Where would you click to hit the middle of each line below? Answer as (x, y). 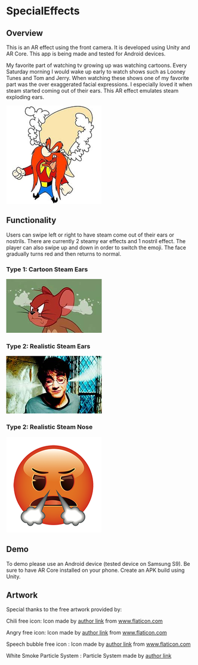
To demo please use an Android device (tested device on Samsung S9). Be (98, 563)
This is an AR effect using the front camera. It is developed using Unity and (98, 47)
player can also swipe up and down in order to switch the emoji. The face (96, 247)
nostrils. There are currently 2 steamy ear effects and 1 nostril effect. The (96, 241)
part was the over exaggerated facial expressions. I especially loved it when (99, 84)
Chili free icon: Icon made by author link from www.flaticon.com (84, 621)
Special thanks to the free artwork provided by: (64, 609)
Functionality (31, 220)
